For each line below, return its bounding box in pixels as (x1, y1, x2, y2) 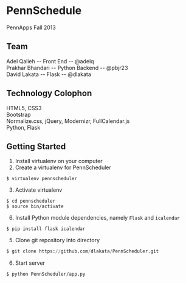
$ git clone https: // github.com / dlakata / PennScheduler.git (6, 248, 159, 254)
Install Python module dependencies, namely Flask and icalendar (15, 214, 181, 222)
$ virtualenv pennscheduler (6, 176, 78, 182)
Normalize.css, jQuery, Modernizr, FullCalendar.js (6, 117, 130, 125)
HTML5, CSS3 (6, 104, 42, 111)
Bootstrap (6, 111, 32, 118)
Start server (15, 259, 46, 267)
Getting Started (6, 141, 66, 152)
